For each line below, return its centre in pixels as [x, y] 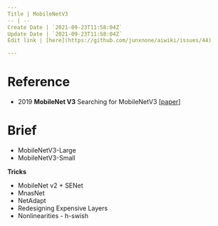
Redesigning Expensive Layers [63, 208]
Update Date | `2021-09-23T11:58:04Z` [65, 34]
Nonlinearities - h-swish [53, 216]
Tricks [17, 171]
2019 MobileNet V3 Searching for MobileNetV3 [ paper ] [99, 102]
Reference [38, 82]
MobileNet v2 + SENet [50, 185]
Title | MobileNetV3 [38, 14]
